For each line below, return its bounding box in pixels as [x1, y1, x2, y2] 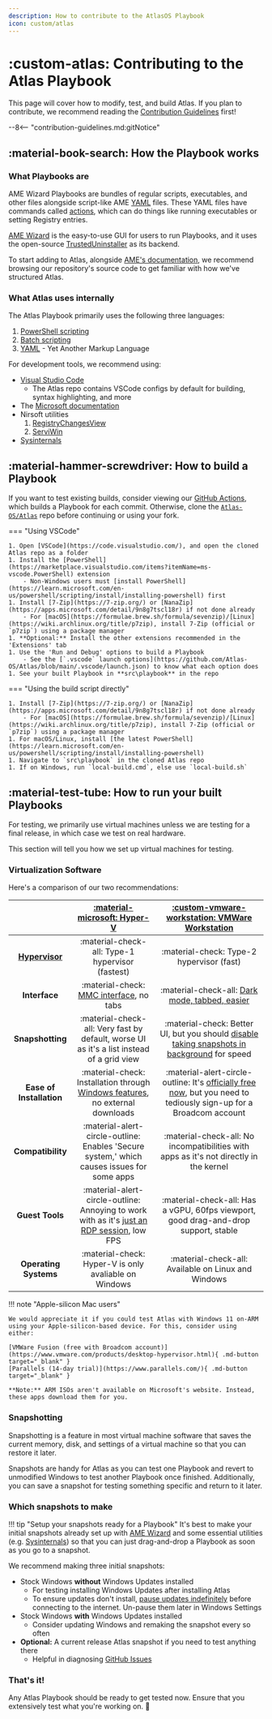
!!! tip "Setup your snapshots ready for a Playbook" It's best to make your [8, 1519, 253, 1529]
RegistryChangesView [32, 419, 107, 428]
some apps [92, 1171, 135, 1183]
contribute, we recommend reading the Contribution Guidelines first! [8, 107, 236, 117]
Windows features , [78, 1087, 150, 1098]
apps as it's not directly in [160, 1151, 258, 1162]
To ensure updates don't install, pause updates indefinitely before [32, 1593, 252, 1603]
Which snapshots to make [8, 1501, 113, 1512]
